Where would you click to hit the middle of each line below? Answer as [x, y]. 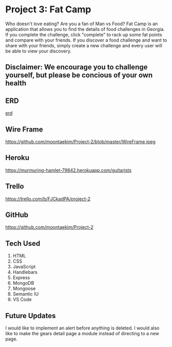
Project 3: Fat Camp [48, 10]
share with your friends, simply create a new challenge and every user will [84, 45]
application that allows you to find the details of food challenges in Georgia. [85, 29]
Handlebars [25, 272]
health [16, 83]
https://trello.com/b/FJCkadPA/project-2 [48, 198]
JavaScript [24, 267]
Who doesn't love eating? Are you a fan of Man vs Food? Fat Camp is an [82, 24]
